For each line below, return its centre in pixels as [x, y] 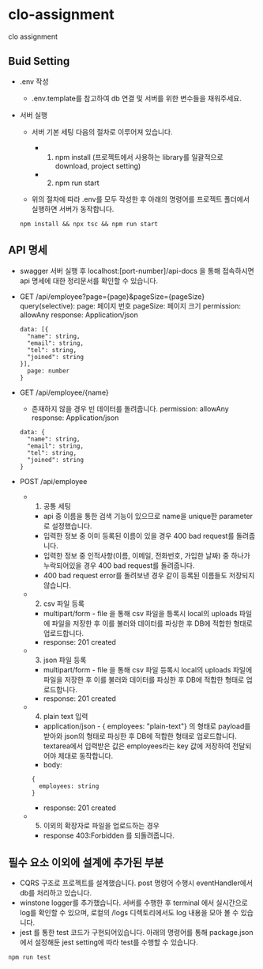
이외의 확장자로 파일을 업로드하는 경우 [101, 825]
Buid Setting [39, 61]
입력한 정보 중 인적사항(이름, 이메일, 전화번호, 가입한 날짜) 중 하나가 [147, 555]
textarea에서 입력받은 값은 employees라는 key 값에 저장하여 [137, 746]
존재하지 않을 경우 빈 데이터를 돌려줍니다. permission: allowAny [130, 408]
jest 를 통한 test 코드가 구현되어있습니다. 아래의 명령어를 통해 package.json [136, 933]
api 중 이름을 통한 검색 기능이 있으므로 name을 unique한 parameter [148, 516]
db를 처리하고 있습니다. [56, 893]
